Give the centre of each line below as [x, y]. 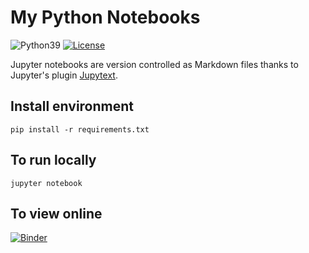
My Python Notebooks [105, 17]
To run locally [53, 160]
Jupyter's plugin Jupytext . [64, 75]
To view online [56, 213]
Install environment [72, 106]
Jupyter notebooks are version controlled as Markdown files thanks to [154, 64]
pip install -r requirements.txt [80, 129]
